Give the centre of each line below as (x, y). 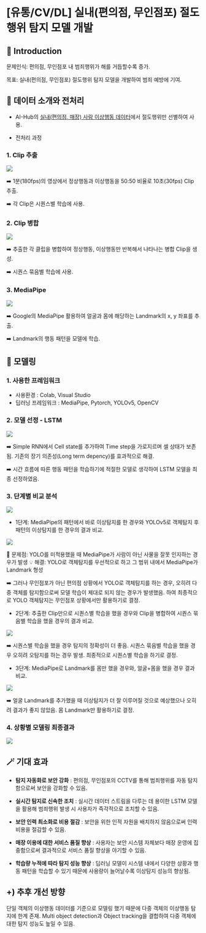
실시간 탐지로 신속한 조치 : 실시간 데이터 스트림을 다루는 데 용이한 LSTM (101, 801)
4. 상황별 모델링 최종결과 (40, 727)
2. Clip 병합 (23, 223)
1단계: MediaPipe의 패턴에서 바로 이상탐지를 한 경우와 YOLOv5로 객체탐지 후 (107, 522)
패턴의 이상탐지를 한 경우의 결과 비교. (59, 530)
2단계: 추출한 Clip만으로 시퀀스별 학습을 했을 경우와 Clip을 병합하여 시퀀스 (103, 613)
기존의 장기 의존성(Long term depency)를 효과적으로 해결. (84, 456)
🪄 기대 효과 (27, 762)
